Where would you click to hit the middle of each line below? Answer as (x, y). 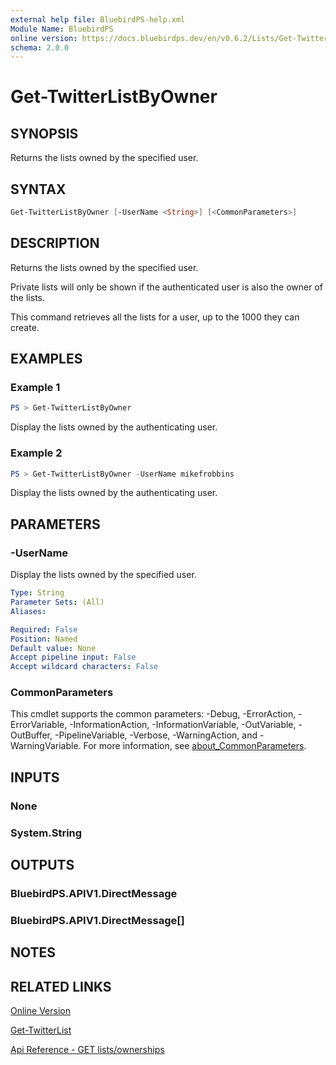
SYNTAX (38, 189)
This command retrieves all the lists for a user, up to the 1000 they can (155, 317)
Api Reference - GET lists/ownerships (87, 1050)
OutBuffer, (31, 735)
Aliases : (28, 611)
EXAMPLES (46, 359)
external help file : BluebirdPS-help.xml (98, 19)
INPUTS (35, 777)
